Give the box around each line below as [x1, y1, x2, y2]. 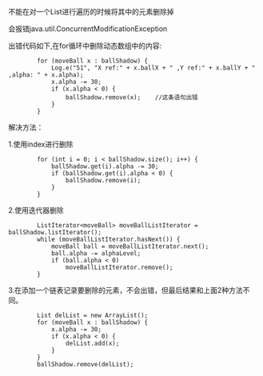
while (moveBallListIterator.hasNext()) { [37, 235, 181, 243]
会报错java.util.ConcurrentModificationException [8, 24, 168, 34]
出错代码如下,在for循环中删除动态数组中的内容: [8, 41, 162, 50]
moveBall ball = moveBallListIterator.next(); [50, 242, 209, 250]
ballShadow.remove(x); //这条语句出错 [65, 94, 198, 102]
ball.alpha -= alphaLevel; [50, 250, 141, 258]
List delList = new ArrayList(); [37, 311, 149, 319]
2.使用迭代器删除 [8, 206, 64, 214]
